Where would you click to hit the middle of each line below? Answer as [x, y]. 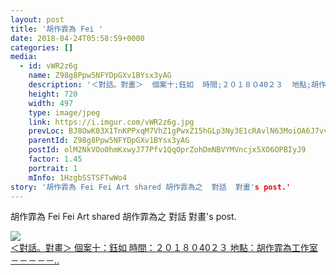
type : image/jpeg [64, 112]
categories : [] [42, 47]
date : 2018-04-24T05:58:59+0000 [77, 38]
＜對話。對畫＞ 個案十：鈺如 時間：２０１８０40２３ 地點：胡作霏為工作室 [164, 248]
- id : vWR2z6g [48, 66]
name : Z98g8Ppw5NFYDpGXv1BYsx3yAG [100, 76]
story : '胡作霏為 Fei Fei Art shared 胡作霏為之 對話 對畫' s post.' [151, 187]
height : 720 [53, 94]
